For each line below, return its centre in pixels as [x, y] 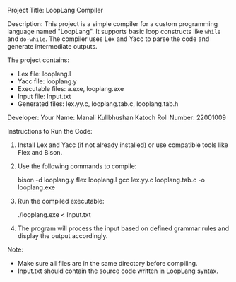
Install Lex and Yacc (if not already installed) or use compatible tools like [123, 145]
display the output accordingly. [63, 236]
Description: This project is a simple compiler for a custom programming [113, 24]
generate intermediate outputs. [52, 46]
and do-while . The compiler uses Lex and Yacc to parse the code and [108, 39]
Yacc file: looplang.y [47, 81]
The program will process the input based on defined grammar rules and [123, 228]
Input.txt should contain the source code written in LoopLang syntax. [118, 271]
